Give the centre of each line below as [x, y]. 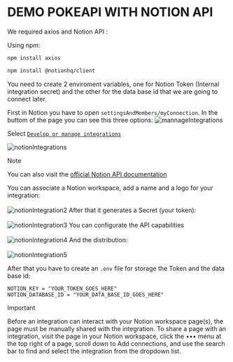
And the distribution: [98, 239]
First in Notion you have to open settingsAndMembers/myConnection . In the [113, 112]
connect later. [27, 99]
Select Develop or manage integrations [64, 133]
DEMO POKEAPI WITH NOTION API [110, 12]
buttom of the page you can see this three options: [80, 120]
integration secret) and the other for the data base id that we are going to [113, 91]
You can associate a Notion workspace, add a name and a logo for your [110, 188]
